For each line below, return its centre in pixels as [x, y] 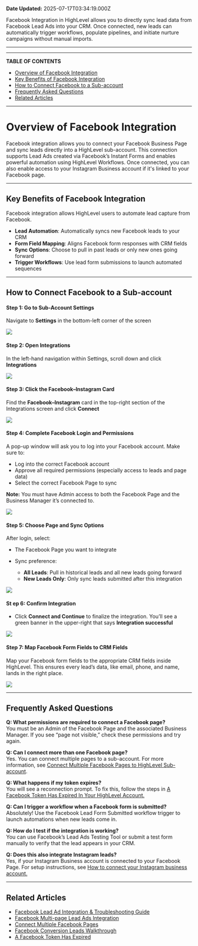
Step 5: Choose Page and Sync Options [55, 525]
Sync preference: [36, 561]
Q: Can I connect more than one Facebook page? [67, 752]
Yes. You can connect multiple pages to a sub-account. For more [85, 759]
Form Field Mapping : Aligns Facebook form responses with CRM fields [101, 243]
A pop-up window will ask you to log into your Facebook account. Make [93, 446]
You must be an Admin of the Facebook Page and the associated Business [96, 729]
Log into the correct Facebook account [62, 464]
